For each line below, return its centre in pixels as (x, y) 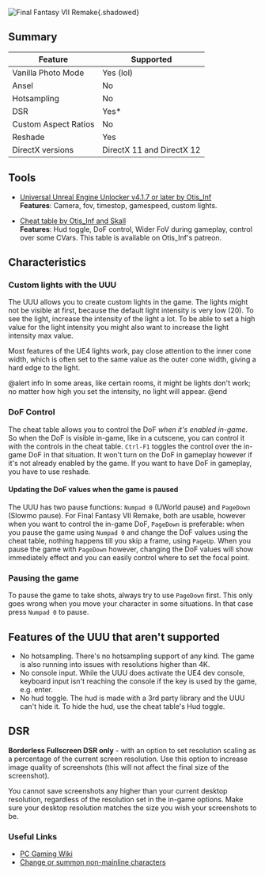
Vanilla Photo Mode (48, 73)
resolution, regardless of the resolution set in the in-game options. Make (126, 799)
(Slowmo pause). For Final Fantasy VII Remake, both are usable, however (127, 515)
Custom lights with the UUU (62, 285)
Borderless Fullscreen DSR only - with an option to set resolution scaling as (132, 750)
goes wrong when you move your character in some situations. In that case (131, 604)
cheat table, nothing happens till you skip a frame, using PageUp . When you (130, 540)
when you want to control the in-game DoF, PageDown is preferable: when (127, 524)
